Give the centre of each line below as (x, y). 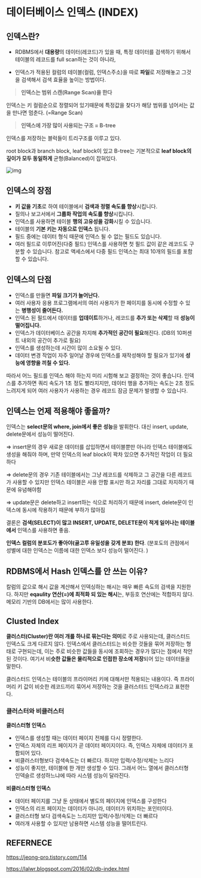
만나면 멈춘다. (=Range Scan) (48, 113)
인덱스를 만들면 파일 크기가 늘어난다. (57, 295)
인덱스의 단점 (29, 280)
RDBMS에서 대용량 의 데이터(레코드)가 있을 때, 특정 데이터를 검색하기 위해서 (103, 52)
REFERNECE (29, 843)
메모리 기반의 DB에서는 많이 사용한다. (50, 602)
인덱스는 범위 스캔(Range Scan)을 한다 (66, 92)
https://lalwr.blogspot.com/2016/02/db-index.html (68, 869)
